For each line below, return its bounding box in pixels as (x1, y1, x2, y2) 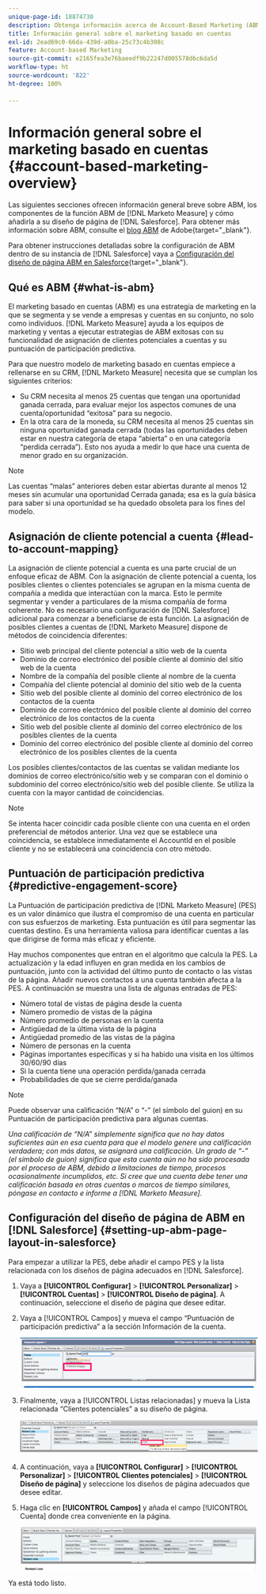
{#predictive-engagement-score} (8, 880, 178, 893)
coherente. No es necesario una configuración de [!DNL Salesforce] (8, 606, 230, 615)
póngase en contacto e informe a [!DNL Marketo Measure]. (8, 1188, 203, 1198)
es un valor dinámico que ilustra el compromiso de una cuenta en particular (8, 909, 255, 918)
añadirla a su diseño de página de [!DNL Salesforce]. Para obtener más (8, 217, 240, 226)
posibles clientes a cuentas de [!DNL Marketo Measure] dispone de (8, 622, 228, 632)
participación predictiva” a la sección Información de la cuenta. (19, 1322, 226, 1331)
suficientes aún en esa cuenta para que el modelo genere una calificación (8, 1138, 252, 1147)
